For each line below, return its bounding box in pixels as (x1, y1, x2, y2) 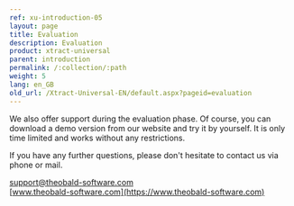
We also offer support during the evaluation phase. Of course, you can (9, 113, 271, 124)
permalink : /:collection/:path (9, 64, 127, 73)
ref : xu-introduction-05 (9, 13, 103, 22)
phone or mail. (9, 159, 63, 170)
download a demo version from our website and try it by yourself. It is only (9, 122, 286, 133)
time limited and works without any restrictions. (9, 132, 186, 143)
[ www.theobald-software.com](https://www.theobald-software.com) (9, 186, 265, 197)
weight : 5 (9, 72, 47, 81)
